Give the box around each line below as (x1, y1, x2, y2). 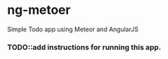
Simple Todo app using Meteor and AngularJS (7, 25, 139, 33)
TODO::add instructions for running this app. (7, 42, 162, 52)
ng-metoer (7, 2, 71, 18)
